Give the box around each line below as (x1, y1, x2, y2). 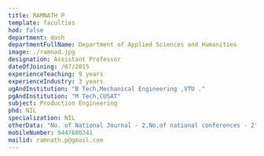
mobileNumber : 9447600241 (8, 128, 93, 136)
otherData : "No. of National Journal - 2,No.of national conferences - (8, 121, 247, 129)
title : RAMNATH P (8, 11, 65, 20)
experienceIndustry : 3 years (8, 77, 104, 85)
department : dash (8, 33, 65, 42)
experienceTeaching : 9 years (8, 70, 104, 78)
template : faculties (8, 19, 76, 27)
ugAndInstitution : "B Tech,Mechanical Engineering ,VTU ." (8, 84, 206, 93)
